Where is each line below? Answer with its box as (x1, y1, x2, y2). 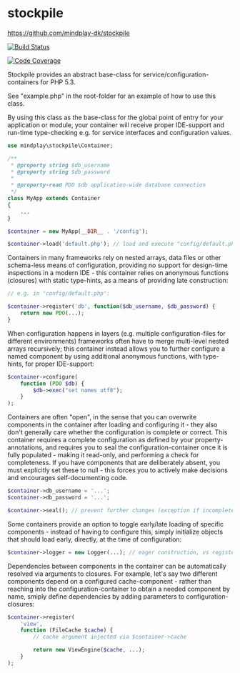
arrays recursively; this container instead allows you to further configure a (7, 344, 226, 353)
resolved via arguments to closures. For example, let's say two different (7, 569, 218, 578)
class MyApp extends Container (7, 195, 101, 202)
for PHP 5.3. (40, 77, 76, 86)
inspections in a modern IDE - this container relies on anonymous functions (7, 269, 229, 277)
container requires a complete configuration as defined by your (7, 436, 194, 444)
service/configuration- (142, 70, 209, 79)
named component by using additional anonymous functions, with (7, 352, 202, 360)
